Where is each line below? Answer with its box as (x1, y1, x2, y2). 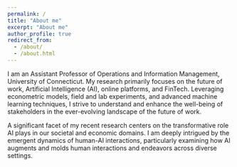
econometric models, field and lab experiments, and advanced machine (7, 92, 218, 100)
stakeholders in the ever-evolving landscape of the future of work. (7, 107, 201, 116)
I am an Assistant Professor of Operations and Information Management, (7, 69, 220, 78)
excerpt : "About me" (7, 23, 69, 31)
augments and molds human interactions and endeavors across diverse (7, 144, 217, 152)
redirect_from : (7, 37, 53, 44)
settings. (7, 151, 33, 160)
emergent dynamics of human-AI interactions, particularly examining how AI (7, 136, 231, 144)
